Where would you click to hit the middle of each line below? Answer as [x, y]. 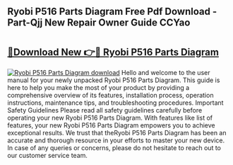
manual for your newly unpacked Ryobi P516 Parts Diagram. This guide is [114, 80]
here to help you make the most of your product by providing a [98, 87]
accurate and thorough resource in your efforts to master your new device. [116, 140]
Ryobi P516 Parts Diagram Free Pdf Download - [112, 12]
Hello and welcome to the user [166, 73]
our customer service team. [48, 155]
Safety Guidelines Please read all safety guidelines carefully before [105, 110]
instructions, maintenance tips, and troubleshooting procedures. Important [115, 103]
